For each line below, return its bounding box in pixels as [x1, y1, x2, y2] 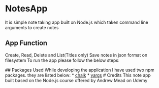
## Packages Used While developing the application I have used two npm [5, 67, 155, 73]
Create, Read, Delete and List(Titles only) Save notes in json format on [5, 52, 148, 58]
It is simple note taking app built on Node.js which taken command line [5, 19, 149, 25]
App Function [5, 39, 48, 47]
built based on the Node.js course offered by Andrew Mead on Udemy [5, 77, 148, 83]
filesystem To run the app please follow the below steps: [5, 57, 120, 63]
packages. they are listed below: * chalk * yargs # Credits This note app [5, 72, 151, 78]
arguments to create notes [5, 24, 59, 30]
